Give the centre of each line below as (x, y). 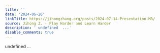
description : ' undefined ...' (38, 28)
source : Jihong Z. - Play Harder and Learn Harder (58, 23)
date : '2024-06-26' (25, 14)
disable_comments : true (30, 32)
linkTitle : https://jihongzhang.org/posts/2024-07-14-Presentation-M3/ (80, 19)
